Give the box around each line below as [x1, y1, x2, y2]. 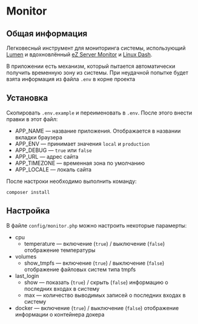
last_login [15, 272, 39, 279]
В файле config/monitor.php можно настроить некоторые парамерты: [6, 222, 187, 229]
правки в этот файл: [6, 115, 58, 122]
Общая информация [6, 28, 88, 39]
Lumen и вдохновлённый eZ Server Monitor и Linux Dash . [6, 51, 153, 58]
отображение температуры [24, 246, 96, 254]
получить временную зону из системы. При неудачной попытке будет [6, 69, 189, 76]
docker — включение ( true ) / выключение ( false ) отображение [15, 304, 179, 311]
